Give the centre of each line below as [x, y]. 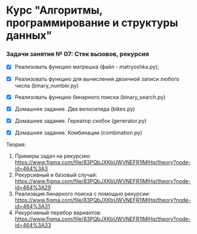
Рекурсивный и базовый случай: [56, 175]
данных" [29, 36]
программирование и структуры [92, 23]
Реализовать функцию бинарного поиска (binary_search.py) [90, 97]
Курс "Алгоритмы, [54, 10]
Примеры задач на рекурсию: [53, 156]
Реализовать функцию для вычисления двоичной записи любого [97, 79]
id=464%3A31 [32, 206]
